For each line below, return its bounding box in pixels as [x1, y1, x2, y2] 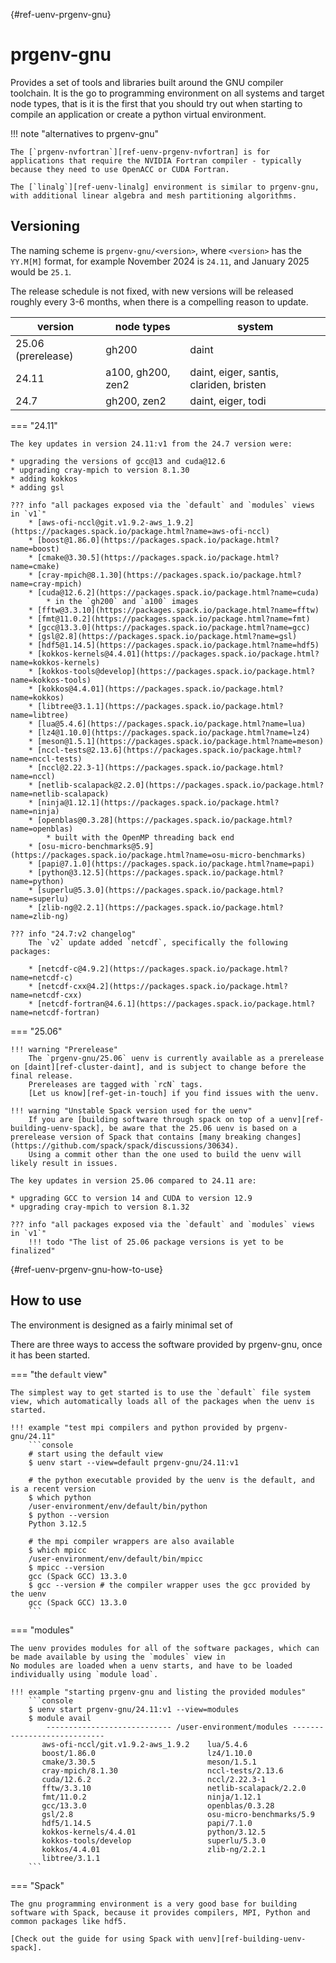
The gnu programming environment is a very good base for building [10, 1899, 298, 1909]
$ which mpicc [28, 1545, 87, 1555]
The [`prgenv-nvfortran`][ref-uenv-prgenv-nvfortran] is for [10, 147, 271, 157]
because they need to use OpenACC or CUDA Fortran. [10, 164, 230, 174]
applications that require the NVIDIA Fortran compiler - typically [10, 155, 302, 166]
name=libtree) [10, 710, 70, 720]
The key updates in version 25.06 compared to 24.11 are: [10, 1175, 257, 1186]
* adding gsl [10, 482, 65, 493]
